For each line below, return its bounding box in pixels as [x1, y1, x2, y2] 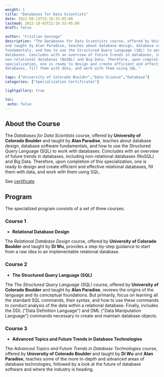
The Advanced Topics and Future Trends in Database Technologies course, [5, 346, 158, 352]
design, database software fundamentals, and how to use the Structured [5, 143, 151, 149]
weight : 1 [5, 7, 25, 12]
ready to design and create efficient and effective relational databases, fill [5, 164, 153, 170]
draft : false [5, 25, 32, 30]
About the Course [5, 119, 61, 128]
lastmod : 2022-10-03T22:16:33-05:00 [5, 21, 80, 26]
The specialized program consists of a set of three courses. [5, 206, 125, 212]
